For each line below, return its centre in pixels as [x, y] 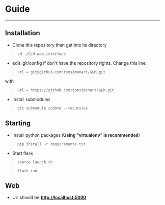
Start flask [23, 153]
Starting [18, 123]
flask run [27, 171]
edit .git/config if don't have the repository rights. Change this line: [80, 63]
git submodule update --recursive [52, 108]
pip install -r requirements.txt [51, 144]
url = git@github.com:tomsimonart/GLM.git [61, 72]
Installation [23, 33]
